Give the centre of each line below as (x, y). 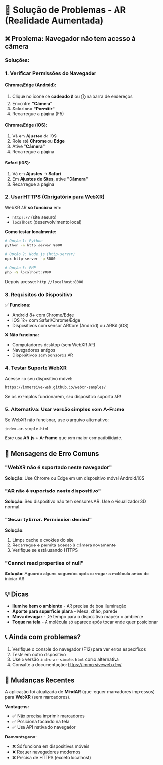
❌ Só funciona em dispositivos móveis (51, 746)
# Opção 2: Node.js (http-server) (40, 254)
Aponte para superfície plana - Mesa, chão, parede (65, 611)
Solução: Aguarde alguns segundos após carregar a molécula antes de (77, 574)
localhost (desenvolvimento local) (47, 222)
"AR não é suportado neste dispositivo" (53, 491)
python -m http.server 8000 (34, 246)
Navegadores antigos (34, 350)
